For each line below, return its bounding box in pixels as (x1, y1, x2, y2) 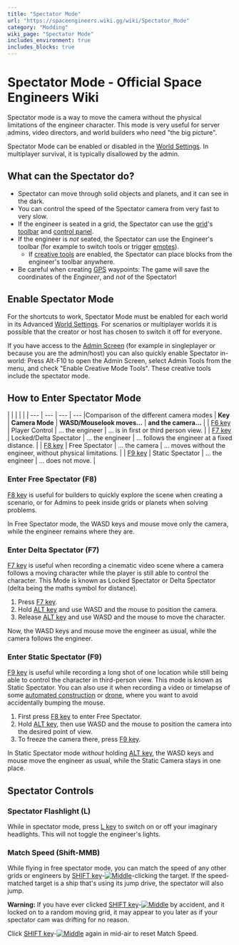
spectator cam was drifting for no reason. (7, 916, 130, 924)
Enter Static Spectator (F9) (7, 652, 102, 662)
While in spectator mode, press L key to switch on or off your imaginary (7, 822, 218, 831)
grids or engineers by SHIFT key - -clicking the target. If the (7, 872, 207, 880)
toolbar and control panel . (17, 227, 94, 235)
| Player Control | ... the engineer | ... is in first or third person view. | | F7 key (7, 426, 232, 435)
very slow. (17, 212, 49, 220)
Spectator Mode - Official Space (7, 74, 202, 91)
